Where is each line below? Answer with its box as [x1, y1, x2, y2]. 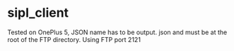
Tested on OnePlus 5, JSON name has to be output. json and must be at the [7, 28, 228, 36]
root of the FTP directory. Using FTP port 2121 [7, 35, 141, 43]
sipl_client [7, 5, 69, 21]
